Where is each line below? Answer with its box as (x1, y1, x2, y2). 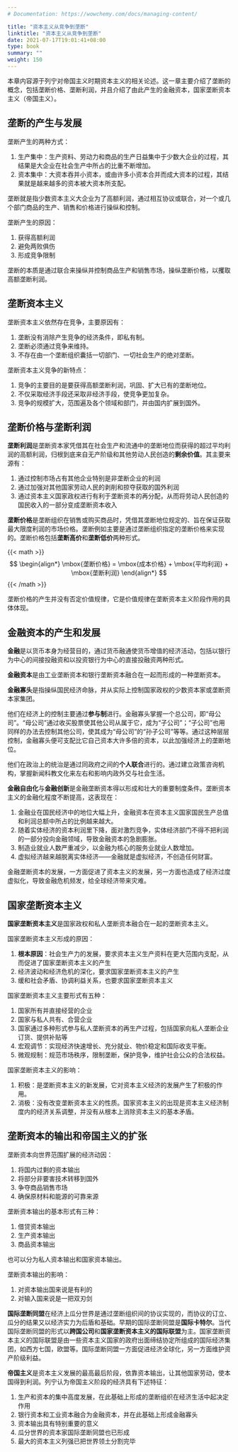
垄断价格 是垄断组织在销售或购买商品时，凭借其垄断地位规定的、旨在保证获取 (7, 516, 231, 524)
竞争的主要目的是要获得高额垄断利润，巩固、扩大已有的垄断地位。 (17, 380, 210, 389)
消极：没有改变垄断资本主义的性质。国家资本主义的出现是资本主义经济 (17, 1098, 223, 1107)
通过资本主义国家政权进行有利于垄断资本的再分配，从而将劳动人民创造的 (17, 492, 229, 500)
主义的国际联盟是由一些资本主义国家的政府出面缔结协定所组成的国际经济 (13, 1336, 225, 1344)
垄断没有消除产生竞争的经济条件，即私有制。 (17, 333, 149, 341)
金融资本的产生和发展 (7, 626, 101, 639)
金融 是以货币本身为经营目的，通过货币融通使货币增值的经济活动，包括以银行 (7, 647, 231, 655)
